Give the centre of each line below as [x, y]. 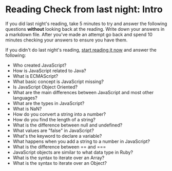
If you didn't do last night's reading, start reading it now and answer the [81, 50]
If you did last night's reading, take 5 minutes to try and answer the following [86, 24]
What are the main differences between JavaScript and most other [83, 92]
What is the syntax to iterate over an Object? [60, 163]
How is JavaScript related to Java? [49, 71]
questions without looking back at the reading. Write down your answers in [85, 29]
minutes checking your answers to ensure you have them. [66, 40]
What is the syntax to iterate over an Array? [59, 158]
